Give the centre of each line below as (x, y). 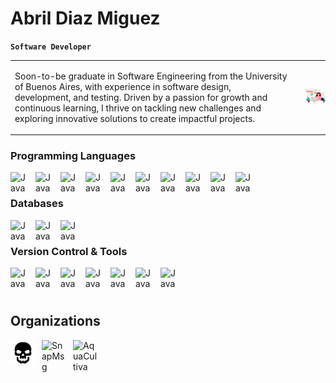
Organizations (55, 321)
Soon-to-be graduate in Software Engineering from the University (151, 76)
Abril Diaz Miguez (85, 18)
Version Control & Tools (69, 251)
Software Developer (51, 47)
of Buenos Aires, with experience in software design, (123, 86)
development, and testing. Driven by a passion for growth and (141, 97)
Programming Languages (73, 156)
